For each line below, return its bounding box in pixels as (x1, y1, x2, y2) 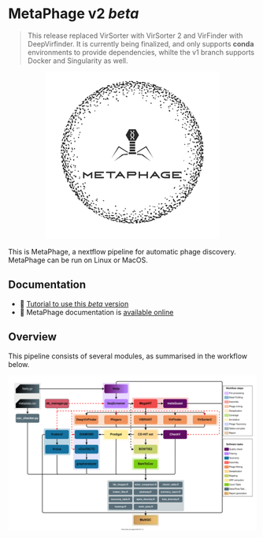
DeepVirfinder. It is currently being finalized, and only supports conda (27, 39, 254, 48)
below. (8, 359, 30, 369)
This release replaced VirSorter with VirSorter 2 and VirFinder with (27, 31, 243, 40)
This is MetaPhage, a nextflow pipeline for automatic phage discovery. (8, 247, 236, 256)
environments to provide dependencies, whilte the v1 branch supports (27, 47, 254, 57)
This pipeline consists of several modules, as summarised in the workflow (8, 351, 248, 361)
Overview (8, 330, 57, 343)
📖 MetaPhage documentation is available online (19, 307, 174, 317)
